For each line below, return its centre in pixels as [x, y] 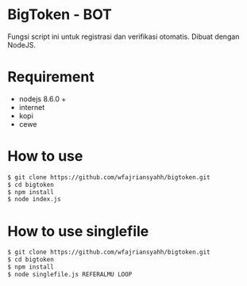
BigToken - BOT [60, 15]
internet [32, 107]
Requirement [51, 77]
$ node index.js [34, 200]
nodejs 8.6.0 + [42, 99]
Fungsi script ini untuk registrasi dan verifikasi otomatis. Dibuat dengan [123, 36]
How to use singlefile [78, 231]
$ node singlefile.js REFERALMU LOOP [70, 274]
